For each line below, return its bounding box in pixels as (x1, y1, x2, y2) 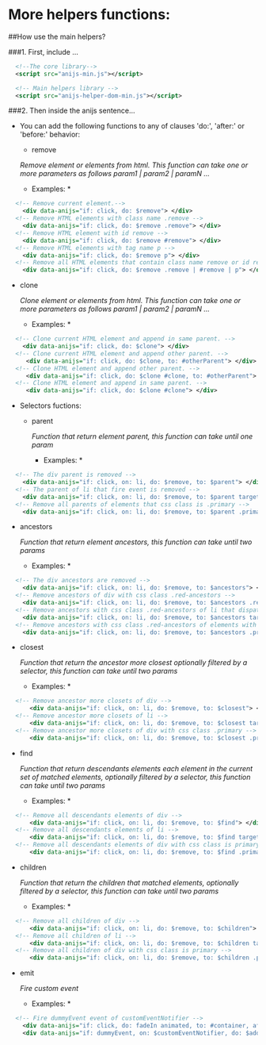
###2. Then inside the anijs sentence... (8, 106, 136, 116)
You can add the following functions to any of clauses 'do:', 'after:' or (19, 121, 245, 131)
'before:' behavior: (19, 129, 81, 140)
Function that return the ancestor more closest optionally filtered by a (19, 658, 248, 667)
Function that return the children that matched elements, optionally (19, 878, 239, 887)
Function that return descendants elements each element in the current (19, 763, 253, 773)
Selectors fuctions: (19, 401, 82, 410)
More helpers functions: (8, 6, 170, 24)
